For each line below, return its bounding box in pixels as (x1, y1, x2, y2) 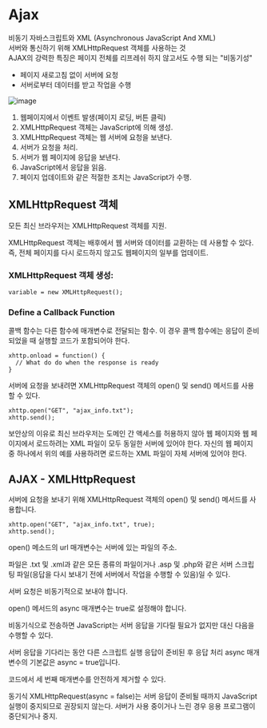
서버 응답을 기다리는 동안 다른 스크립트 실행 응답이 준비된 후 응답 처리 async (8, 647, 245, 657)
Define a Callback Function (8, 306, 115, 317)
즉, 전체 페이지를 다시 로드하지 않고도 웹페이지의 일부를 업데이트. (8, 248, 209, 257)
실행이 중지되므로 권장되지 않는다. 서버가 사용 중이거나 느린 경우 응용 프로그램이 (8, 702, 256, 711)
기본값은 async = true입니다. (29, 658, 121, 667)
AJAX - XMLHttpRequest (8, 472, 136, 486)
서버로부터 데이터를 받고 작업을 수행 (19, 80, 132, 90)
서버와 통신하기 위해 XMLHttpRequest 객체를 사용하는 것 (8, 42, 186, 53)
